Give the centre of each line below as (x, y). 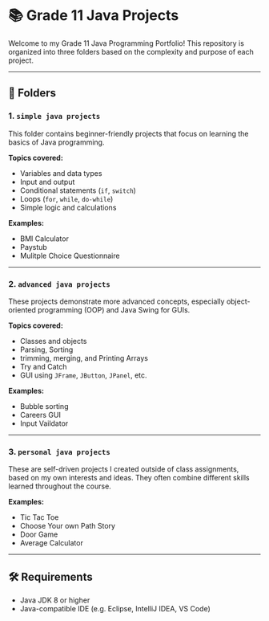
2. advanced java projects (59, 284)
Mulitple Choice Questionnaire (70, 255)
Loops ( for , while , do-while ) (66, 198)
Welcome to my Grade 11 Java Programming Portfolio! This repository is (126, 43)
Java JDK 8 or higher (55, 600)
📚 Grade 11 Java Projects (94, 16)
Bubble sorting (44, 406)
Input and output (47, 182)
